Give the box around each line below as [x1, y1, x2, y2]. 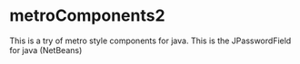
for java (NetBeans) [9, 44, 83, 55]
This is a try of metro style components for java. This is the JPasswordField [9, 35, 292, 46]
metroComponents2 [9, 5, 165, 26]
